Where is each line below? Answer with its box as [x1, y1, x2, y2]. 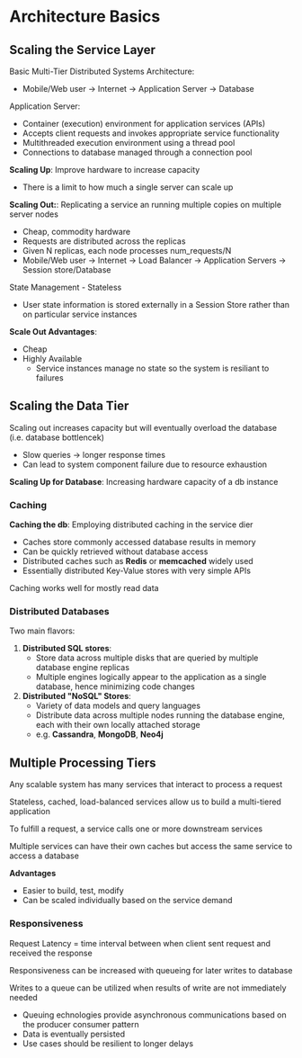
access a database [9, 850, 79, 861]
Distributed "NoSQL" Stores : [22, 691, 132, 702]
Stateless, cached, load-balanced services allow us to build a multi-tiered [9, 796, 281, 807]
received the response [9, 947, 93, 958]
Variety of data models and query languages [35, 700, 200, 712]
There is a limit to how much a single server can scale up [22, 182, 234, 193]
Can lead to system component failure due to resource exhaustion [22, 459, 268, 470]
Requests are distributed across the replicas [22, 236, 186, 247]
